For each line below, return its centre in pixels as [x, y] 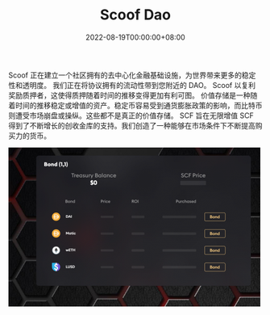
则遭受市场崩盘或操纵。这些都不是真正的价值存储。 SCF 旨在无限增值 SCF [131, 115]
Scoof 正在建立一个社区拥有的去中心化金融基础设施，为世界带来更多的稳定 [132, 75]
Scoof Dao [135, 15]
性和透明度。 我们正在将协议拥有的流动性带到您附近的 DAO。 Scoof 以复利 [132, 85]
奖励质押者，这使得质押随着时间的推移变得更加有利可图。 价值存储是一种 [129, 95]
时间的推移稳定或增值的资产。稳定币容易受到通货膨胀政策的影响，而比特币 [139, 105]
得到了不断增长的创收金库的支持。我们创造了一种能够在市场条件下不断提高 [132, 125]
